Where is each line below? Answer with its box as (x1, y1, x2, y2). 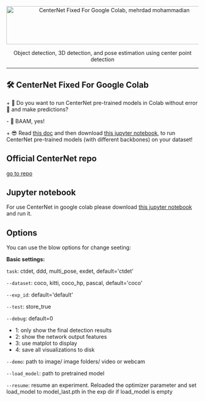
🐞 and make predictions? (6, 106, 69, 113)
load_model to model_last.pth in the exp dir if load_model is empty (6, 388, 173, 396)
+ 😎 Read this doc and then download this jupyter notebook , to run (6, 129, 176, 137)
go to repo (6, 170, 32, 177)
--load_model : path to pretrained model (6, 370, 105, 377)
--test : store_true (6, 303, 52, 311)
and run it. (6, 210, 32, 217)
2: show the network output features (15, 333, 107, 341)
